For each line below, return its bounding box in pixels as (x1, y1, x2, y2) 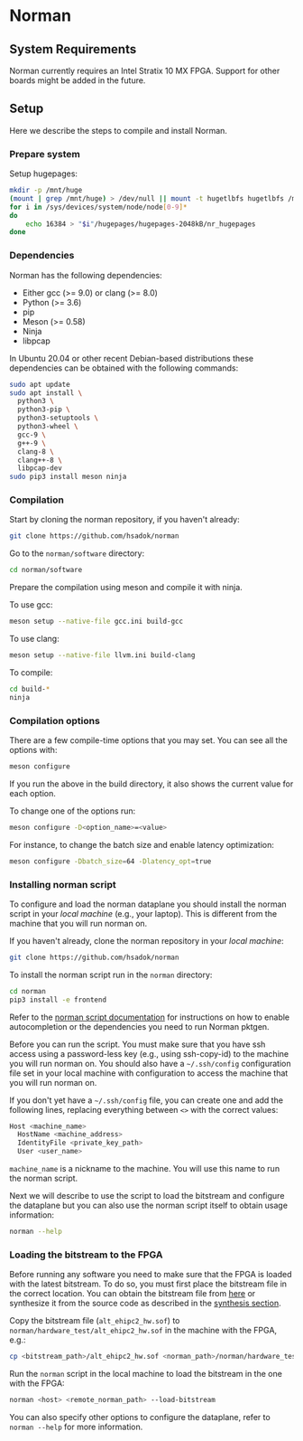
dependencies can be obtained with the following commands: (9, 363, 239, 373)
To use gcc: (9, 599, 53, 610)
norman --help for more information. (9, 1421, 143, 1432)
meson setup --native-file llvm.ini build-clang (9, 651, 196, 660)
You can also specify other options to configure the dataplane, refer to (9, 1411, 271, 1422)
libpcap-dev (17, 464, 63, 473)
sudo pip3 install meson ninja (9, 472, 127, 482)
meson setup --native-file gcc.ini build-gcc (9, 617, 183, 626)
